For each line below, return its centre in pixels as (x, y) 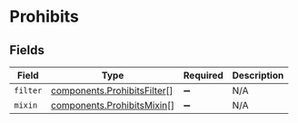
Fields (27, 50)
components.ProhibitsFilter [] (112, 90)
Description (258, 76)
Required (204, 76)
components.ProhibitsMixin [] (113, 105)
